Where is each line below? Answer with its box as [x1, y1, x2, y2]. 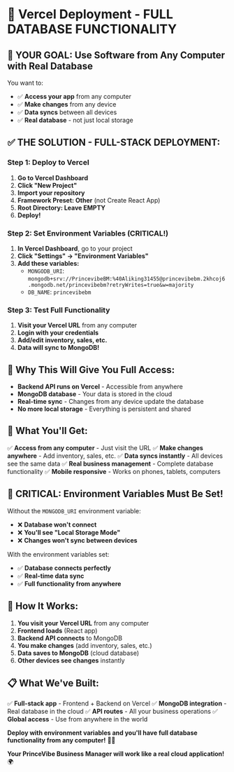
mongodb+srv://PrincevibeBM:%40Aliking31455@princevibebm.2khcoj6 [27, 275, 226, 283]
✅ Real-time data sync [17, 571, 85, 580]
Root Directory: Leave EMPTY [17, 203, 106, 212]
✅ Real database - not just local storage [17, 116, 134, 124]
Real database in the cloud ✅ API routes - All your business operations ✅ [7, 707, 218, 716]
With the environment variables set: [7, 550, 110, 558]
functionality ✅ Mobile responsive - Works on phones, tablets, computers [7, 467, 221, 475]
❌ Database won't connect [17, 520, 97, 529]
